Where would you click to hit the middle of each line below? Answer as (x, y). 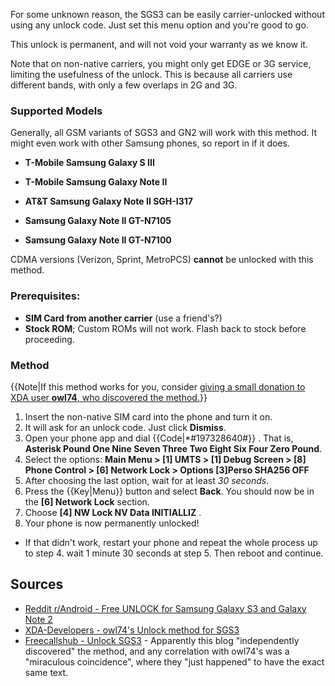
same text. (46, 672)
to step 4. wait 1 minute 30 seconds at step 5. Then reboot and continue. (174, 553)
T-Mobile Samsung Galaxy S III (89, 163)
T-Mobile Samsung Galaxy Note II (96, 182)
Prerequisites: (45, 296)
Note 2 (38, 619)
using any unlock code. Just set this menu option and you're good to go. (159, 25)
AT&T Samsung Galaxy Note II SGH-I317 (108, 201)
